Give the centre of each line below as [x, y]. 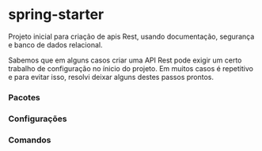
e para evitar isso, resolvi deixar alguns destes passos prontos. [111, 77]
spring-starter [56, 15]
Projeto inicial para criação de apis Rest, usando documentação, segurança [131, 36]
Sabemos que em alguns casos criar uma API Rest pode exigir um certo [125, 60]
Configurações [38, 119]
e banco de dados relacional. [55, 44]
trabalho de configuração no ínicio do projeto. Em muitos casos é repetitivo [131, 68]
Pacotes [25, 97]
